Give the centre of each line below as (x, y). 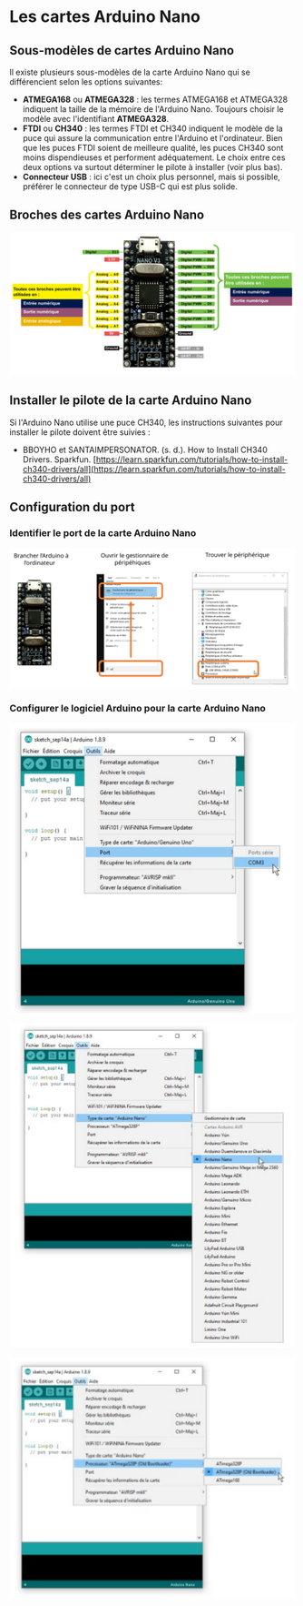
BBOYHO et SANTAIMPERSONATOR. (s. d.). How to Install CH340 (145, 449)
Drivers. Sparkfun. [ (59, 459)
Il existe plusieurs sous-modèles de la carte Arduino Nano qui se (130, 72)
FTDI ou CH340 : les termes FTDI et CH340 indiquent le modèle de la (152, 128)
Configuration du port (72, 507)
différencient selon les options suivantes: (86, 82)
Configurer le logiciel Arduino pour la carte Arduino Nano (137, 709)
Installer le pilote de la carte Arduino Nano (131, 401)
